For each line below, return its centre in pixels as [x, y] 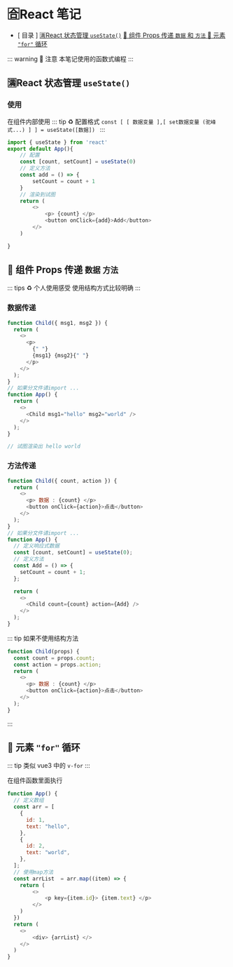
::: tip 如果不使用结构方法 [43, 638]
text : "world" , [48, 853]
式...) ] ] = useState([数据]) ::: [56, 129]
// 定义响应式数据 [37, 546]
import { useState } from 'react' [58, 142]
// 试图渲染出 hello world [44, 446]
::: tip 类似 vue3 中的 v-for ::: [49, 766]
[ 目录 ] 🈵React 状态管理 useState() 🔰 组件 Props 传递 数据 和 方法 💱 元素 [121, 35]
